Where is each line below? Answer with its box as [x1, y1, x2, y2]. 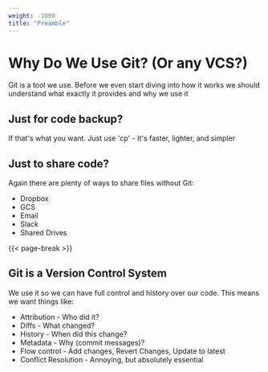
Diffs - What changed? [19, 321, 95, 330]
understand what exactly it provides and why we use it [8, 89, 189, 99]
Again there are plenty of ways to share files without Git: [8, 178, 194, 188]
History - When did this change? [19, 329, 128, 338]
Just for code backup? [8, 112, 124, 125]
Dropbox [19, 194, 50, 203]
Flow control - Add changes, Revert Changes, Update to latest [19, 346, 226, 356]
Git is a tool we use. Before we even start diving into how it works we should [8, 80, 261, 90]
